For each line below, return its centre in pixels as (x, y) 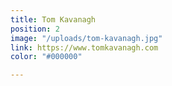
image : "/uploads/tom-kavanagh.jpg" (86, 38)
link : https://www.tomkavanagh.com (84, 47)
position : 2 (35, 29)
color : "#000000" (46, 57)
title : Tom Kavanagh (53, 19)
